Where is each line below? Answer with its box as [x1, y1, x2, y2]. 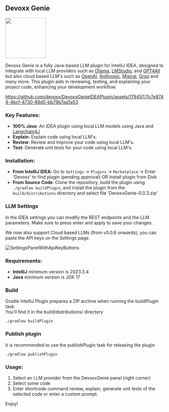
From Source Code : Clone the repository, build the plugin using [12, 179, 145, 186]
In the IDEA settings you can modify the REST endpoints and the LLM [5, 214, 149, 220]
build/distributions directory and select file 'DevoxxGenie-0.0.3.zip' [12, 190, 158, 196]
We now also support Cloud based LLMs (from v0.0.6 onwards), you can [5, 230, 157, 236]
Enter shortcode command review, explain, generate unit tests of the [12, 385, 155, 391]
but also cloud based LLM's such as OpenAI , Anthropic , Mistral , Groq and [5, 73, 158, 79]
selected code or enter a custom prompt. [12, 391, 98, 397]
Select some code [12, 380, 51, 386]
